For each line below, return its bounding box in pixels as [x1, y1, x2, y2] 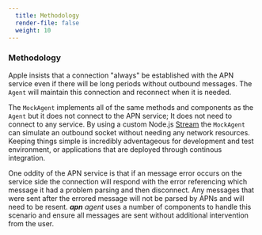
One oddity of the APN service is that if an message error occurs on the [8, 168, 243, 178]
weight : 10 [15, 26, 51, 34]
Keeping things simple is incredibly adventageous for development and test [8, 136, 255, 146]
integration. [8, 153, 46, 162]
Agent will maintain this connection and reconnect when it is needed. [8, 87, 232, 97]
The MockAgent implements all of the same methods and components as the [8, 102, 254, 112]
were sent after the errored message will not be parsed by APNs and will [8, 193, 245, 203]
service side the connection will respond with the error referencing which [8, 176, 248, 186]
